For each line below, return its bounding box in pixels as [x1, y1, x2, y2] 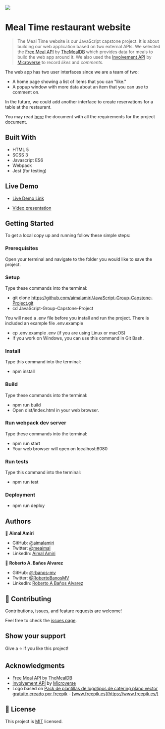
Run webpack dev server [5, 419, 66, 426]
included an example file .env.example [5, 320, 83, 326]
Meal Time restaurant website [5, 22, 131, 33]
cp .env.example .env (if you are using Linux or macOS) [12, 329, 126, 335]
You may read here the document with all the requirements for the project [5, 113, 155, 119]
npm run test [12, 479, 39, 485]
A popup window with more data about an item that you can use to [12, 83, 149, 89]
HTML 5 [12, 147, 29, 153]
